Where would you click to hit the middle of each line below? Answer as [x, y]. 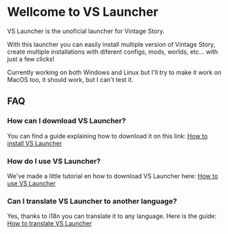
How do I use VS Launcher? [54, 161]
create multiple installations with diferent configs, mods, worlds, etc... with [113, 52]
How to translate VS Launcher [50, 224]
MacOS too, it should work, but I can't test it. [70, 79]
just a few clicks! [31, 58]
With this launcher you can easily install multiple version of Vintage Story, [111, 44]
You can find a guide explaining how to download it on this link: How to [107, 136]
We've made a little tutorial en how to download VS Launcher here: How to [113, 175]
